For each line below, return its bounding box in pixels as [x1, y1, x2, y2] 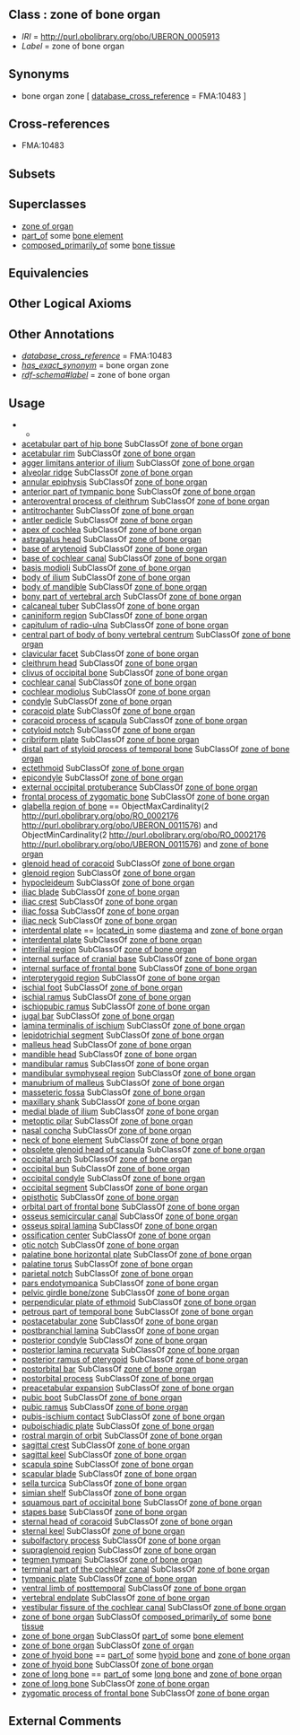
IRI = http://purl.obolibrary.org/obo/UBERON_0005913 [21, 31, 220, 41]
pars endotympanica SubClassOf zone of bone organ [21, 1278, 219, 1289]
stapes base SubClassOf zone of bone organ [21, 1507, 188, 1518]
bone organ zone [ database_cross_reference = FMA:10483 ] [21, 90, 247, 101]
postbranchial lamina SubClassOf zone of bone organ [21, 1326, 219, 1336]
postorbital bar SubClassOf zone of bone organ [21, 1363, 197, 1374]
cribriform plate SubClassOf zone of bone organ [21, 734, 200, 745]
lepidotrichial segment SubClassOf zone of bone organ [21, 1030, 225, 1040]
